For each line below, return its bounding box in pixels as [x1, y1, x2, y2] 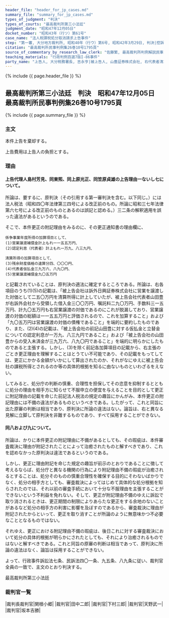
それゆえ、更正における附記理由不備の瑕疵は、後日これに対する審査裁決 [5, 528, 155, 534]
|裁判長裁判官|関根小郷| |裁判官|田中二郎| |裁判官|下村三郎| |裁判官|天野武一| [5, 601, 163, 607]
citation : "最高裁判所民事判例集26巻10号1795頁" [5, 45, 99, 50]
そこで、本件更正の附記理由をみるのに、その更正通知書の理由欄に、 [5, 224, 146, 230]
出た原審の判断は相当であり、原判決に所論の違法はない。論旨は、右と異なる [5, 406, 164, 412]
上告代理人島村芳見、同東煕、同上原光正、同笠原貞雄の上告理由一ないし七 [5, 176, 159, 182]
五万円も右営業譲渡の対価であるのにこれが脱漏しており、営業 [31, 307, 159, 313]
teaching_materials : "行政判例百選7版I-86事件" [5, 54, 100, 60]
